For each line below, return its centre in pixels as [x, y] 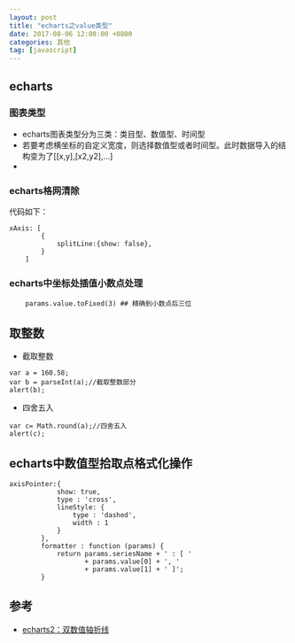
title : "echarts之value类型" [61, 26]
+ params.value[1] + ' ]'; [134, 569]
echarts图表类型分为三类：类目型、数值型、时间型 [113, 134]
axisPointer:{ [35, 484]
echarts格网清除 [44, 190]
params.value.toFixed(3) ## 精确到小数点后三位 [109, 304]
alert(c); [27, 434]
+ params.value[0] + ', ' [132, 562]
